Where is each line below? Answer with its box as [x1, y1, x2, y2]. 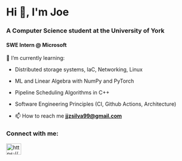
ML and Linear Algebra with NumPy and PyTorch [14, 77, 134, 85]
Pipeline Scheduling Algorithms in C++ [14, 89, 110, 96]
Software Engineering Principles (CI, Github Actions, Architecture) [14, 100, 177, 108]
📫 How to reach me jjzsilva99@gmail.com [14, 112, 122, 119]
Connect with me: [6, 130, 59, 138]
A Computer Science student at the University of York [6, 27, 165, 35]
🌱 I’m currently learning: [6, 55, 65, 62]
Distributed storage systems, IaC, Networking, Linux [14, 66, 143, 73]
